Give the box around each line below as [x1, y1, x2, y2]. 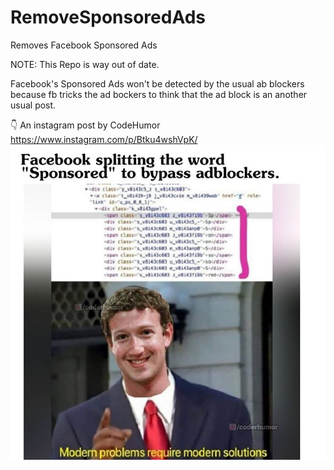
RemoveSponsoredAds [10, 6, 206, 29]
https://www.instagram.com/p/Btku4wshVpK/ [10, 133, 198, 145]
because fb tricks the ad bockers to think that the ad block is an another [10, 88, 308, 100]
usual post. [10, 99, 57, 111]
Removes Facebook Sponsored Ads [10, 39, 158, 51]
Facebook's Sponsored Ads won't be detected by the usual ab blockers [10, 77, 305, 90]
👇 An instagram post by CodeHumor [10, 119, 161, 131]
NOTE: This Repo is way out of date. [10, 58, 160, 70]
